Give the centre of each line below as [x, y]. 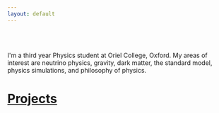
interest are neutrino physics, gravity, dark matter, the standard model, [110, 63]
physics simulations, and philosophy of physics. [77, 70]
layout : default [31, 14]
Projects [32, 99]
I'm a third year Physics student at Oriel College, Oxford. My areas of [107, 55]
